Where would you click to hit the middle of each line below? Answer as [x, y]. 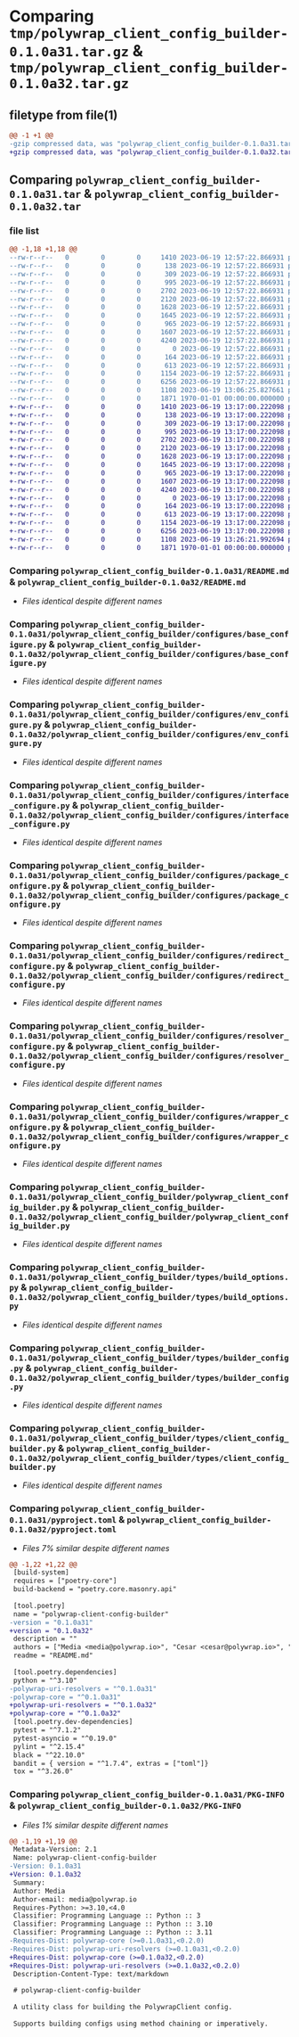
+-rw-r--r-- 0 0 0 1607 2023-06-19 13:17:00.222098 [147, 481]
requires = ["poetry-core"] [65, 1581]
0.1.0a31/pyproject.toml [63, 1520]
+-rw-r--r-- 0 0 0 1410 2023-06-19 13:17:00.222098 [147, 407]
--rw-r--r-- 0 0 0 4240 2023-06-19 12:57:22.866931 [147, 341]
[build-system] [41, 1573]
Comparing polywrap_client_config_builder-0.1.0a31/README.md [149, 571]
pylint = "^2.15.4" [49, 1746]
